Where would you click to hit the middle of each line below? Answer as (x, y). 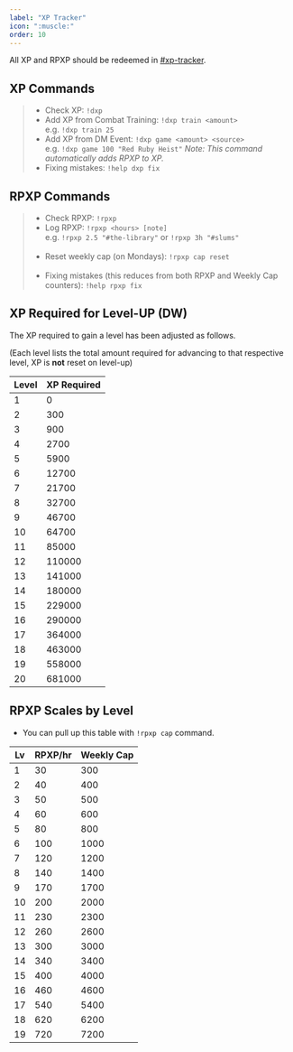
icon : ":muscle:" (42, 26)
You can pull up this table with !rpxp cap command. (118, 732)
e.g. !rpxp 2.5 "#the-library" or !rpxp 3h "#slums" (142, 237)
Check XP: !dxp (73, 110)
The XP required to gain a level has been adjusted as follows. (123, 335)
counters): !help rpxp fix (93, 285)
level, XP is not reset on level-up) (71, 362)
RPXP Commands (60, 196)
